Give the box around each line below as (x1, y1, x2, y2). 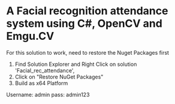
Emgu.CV (6, 30, 55, 43)
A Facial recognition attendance (6, 4, 168, 18)
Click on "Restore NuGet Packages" (14, 73, 104, 80)
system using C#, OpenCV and (6, 17, 163, 30)
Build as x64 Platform (14, 79, 68, 87)
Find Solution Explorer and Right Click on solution (14, 61, 137, 68)
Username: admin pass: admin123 (6, 91, 90, 98)
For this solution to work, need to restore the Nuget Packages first (6, 49, 170, 56)
